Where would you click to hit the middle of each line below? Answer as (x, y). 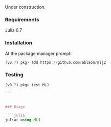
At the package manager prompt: (38, 54)
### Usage (15, 107)
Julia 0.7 (14, 30)
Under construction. (25, 7)
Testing (14, 75)
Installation (19, 43)
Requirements (22, 19)
